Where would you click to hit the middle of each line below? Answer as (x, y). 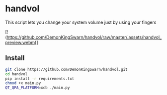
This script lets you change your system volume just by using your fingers (81, 22)
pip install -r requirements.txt (40, 79)
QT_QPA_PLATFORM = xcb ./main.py (38, 88)
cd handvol (16, 74)
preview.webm (20, 42)
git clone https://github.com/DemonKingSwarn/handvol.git (66, 69)
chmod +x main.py (23, 83)
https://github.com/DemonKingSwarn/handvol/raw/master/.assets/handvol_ (84, 37)
